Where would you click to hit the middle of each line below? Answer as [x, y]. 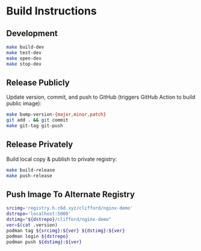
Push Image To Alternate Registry [71, 194]
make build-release [31, 170]
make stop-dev [24, 64]
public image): [24, 104]
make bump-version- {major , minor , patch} [56, 115]
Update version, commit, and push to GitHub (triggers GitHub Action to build [101, 97]
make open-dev [24, 58]
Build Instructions [52, 11]
